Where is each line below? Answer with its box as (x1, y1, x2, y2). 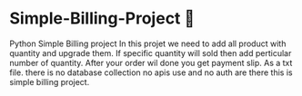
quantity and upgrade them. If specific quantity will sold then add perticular (9, 47, 292, 58)
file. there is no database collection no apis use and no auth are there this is (9, 67, 293, 78)
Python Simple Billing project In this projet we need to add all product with (9, 38, 287, 49)
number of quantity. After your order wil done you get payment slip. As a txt (9, 57, 293, 68)
